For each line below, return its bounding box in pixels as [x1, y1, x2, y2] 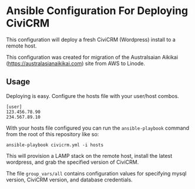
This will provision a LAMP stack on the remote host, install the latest [6, 152, 173, 159]
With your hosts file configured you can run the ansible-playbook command [6, 124, 190, 131]
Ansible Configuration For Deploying [6, 4, 189, 18]
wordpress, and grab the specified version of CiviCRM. [6, 158, 139, 166]
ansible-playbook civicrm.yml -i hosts [6, 142, 104, 148]
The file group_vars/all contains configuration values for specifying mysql [6, 170, 187, 177]
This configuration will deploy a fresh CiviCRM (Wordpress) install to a [6, 36, 176, 43]
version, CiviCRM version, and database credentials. [6, 176, 133, 183]
